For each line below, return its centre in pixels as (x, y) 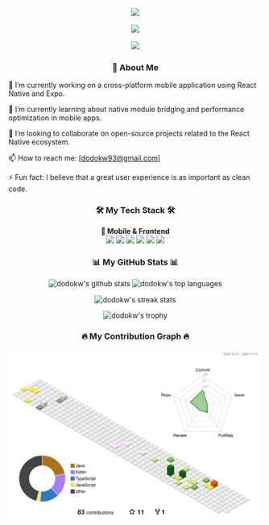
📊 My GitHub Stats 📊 (135, 262)
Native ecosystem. (39, 142)
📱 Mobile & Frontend (135, 231)
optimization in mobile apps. (55, 118)
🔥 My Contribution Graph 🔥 (135, 336)
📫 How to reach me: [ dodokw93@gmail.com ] (85, 158)
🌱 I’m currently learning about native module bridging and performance (126, 110)
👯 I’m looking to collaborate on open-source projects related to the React (129, 134)
